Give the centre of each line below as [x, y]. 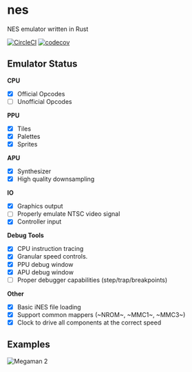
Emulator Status [42, 64]
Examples [29, 345]
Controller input [39, 221]
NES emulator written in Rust [48, 29]
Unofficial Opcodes [44, 101]
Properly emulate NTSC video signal [68, 214]
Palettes [29, 136]
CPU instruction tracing [50, 249]
